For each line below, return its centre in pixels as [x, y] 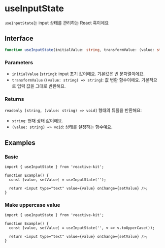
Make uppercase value [32, 205]
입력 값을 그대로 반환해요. [41, 86]
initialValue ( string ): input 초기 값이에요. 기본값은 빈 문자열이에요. [78, 74]
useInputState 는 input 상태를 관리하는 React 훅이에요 [57, 23]
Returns [14, 99]
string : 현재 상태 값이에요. [37, 121]
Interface [19, 39]
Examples [20, 143]
